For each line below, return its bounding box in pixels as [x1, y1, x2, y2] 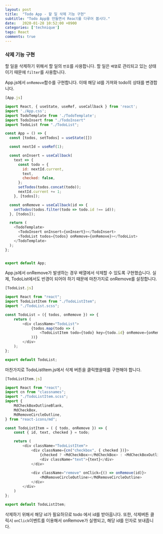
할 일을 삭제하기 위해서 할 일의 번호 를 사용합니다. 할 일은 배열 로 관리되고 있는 [5, 63, 147, 69]
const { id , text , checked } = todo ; [14, 430, 90, 435]
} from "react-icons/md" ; [5, 417, 57, 422]
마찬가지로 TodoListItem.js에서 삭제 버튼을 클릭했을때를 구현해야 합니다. [5, 367, 142, 373]
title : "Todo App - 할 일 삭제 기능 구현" [5, 12, 86, 17]
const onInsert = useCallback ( [9, 153, 73, 158]
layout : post [5, 7, 32, 12]
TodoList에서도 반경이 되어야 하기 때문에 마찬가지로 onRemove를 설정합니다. [11, 276, 157, 282]
